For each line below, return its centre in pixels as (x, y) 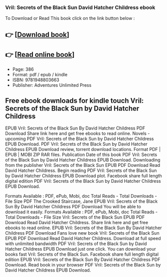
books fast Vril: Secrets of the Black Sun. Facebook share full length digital (82, 254)
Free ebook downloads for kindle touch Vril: (75, 100)
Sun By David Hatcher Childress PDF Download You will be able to (73, 207)
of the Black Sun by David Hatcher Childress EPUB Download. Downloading (83, 160)
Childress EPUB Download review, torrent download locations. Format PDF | (83, 149)
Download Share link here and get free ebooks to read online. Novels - (78, 134)
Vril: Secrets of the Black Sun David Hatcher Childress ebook (80, 7)
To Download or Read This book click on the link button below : (70, 18)
